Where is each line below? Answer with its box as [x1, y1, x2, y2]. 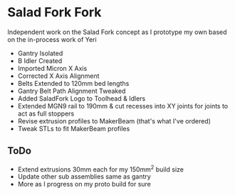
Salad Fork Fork [7, 4, 102, 21]
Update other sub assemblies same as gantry [17, 172, 151, 181]
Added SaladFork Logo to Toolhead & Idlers [17, 94, 146, 103]
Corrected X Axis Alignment [17, 72, 100, 80]
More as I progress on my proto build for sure [17, 180, 152, 189]
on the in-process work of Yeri [7, 35, 98, 43]
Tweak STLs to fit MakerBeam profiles [17, 124, 130, 133]
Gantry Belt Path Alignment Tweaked [17, 87, 126, 95]
